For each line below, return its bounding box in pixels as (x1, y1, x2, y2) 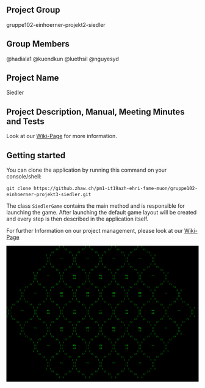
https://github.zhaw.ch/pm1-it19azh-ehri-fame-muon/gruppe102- (33, 186, 198, 192)
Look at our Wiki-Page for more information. (6, 133, 118, 140)
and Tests (6, 116, 45, 126)
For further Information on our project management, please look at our (6, 227, 183, 235)
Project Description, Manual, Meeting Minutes (6, 106, 185, 117)
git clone (6, 186, 32, 192)
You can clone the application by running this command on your (6, 166, 167, 174)
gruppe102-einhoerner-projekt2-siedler (6, 21, 106, 28)
